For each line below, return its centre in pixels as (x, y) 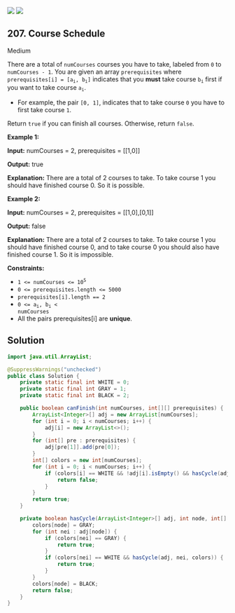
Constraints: (26, 268)
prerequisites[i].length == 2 (62, 297)
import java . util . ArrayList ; (50, 357)
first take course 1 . (44, 109)
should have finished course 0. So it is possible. (76, 185)
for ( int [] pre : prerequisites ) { (84, 441)
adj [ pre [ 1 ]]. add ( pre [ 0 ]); (82, 447)
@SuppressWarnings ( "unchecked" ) (54, 369)
